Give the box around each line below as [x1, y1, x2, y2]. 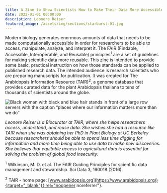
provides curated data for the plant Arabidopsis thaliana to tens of [5, 84, 140, 90]
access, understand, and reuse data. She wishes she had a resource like [5, 124, 155, 130]
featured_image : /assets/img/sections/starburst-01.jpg [5, 21, 123, 26]
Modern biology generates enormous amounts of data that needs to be [5, 35, 151, 41]
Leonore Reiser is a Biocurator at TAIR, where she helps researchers [5, 119, 145, 125]
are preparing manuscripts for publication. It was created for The [5, 73, 138, 79]
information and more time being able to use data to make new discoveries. [5, 140, 161, 146]
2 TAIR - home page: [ [5, 176, 50, 183]
